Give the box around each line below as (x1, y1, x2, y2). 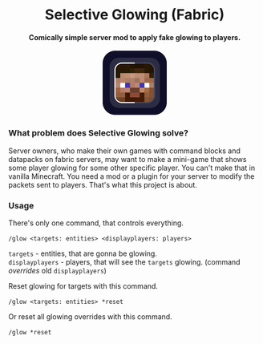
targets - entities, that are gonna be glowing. (8, 249, 158, 258)
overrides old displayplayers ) (8, 265, 107, 275)
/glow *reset (8, 328, 52, 336)
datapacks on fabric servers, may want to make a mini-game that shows (8, 154, 247, 164)
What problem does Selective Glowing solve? (8, 127, 188, 139)
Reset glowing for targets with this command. (8, 281, 159, 290)
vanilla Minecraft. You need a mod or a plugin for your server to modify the (8, 171, 255, 181)
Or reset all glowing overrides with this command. (8, 311, 172, 322)
